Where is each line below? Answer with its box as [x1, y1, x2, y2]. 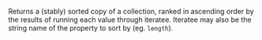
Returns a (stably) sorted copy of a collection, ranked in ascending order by [8, 7, 254, 16]
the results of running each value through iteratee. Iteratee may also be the [8, 15, 252, 24]
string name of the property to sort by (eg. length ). [8, 24, 174, 32]
